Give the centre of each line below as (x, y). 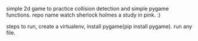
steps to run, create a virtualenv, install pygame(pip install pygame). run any (99, 26)
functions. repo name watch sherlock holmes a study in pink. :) (83, 15)
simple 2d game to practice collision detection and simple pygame (87, 9)
